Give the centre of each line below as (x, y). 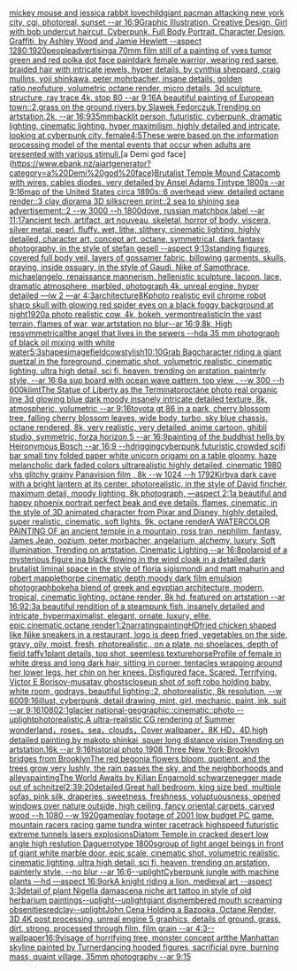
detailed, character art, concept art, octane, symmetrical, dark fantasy (137, 239)
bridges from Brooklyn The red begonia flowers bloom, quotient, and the (140, 759)
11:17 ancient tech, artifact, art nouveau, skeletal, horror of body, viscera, (140, 220)
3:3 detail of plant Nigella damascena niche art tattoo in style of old (130, 891)
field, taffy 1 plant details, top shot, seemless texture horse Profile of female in (145, 654)
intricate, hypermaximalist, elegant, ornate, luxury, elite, (110, 616)
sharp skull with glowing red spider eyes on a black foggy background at (141, 305)
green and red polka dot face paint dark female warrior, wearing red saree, (144, 60)
